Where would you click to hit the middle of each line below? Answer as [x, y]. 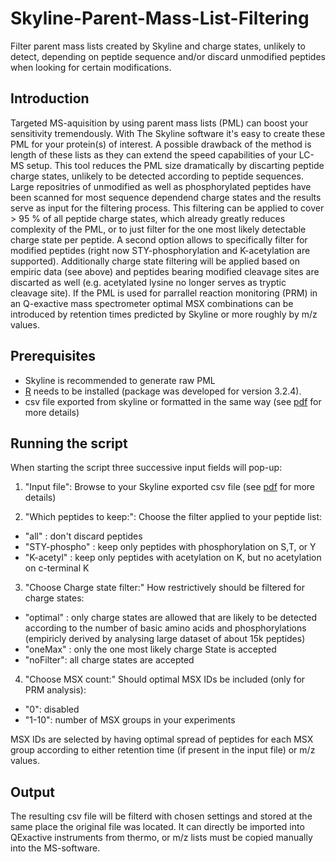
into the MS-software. [55, 848]
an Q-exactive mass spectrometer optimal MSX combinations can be [152, 303]
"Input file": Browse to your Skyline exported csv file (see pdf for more [169, 487]
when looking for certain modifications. [91, 67]
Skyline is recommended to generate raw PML [120, 380]
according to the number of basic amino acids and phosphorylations [165, 628]
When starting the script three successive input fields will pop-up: [146, 468]
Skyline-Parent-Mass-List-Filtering [160, 18]
